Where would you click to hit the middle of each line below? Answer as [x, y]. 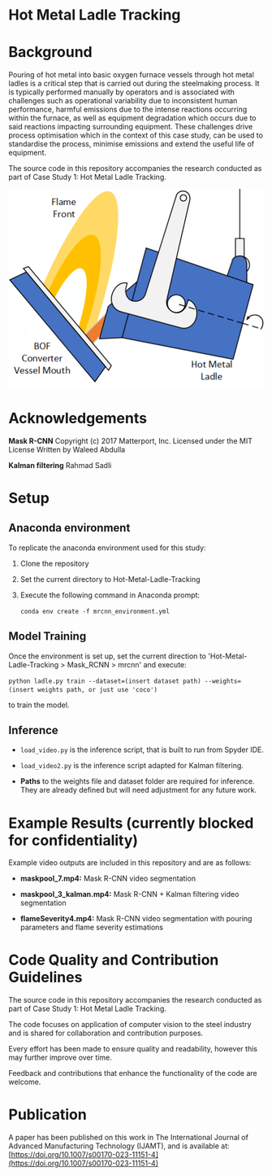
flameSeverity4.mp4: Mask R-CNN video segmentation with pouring [136, 919]
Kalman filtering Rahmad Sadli [60, 465]
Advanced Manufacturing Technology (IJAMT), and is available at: [119, 1146]
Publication [47, 1115]
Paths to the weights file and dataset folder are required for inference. [137, 781]
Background [50, 52]
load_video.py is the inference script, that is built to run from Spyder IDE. [142, 750]
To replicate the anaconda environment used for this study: [107, 548]
